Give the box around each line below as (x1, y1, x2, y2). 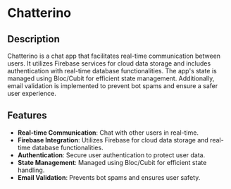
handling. (17, 166, 45, 174)
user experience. (7, 90, 56, 97)
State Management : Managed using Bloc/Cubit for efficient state (17, 158, 207, 166)
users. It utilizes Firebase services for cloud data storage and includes (7, 59, 211, 68)
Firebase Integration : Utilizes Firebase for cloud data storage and (17, 135, 209, 144)
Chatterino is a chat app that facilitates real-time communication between (7, 51, 220, 60)
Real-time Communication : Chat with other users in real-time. (17, 128, 199, 137)
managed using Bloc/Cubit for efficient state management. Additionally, (7, 74, 215, 83)
